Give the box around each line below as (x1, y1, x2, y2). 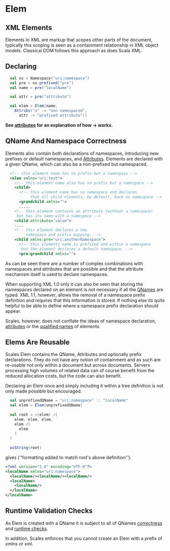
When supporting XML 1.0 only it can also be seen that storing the (5, 281, 143, 287)
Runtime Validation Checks (5, 506, 93, 515)
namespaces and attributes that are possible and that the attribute (5, 266, 144, 272)
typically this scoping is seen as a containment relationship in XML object (5, 42, 159, 48)
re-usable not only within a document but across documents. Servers (5, 362, 151, 368)
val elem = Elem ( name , (10, 104, 58, 109)
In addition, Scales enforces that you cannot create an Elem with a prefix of (5, 535, 162, 541)
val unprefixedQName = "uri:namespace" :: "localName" (10, 398, 128, 403)
